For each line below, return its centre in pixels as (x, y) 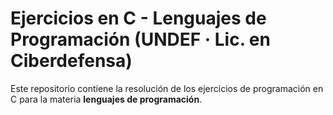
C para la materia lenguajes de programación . (106, 99)
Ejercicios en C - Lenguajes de (138, 18)
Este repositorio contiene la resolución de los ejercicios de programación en (167, 88)
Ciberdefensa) (71, 61)
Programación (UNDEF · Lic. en (140, 39)
